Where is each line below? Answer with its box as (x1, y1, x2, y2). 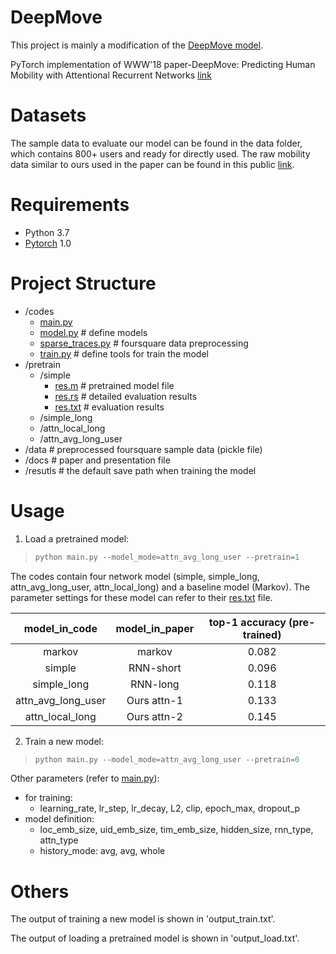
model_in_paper (115, 621, 195, 635)
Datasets (10, 104, 87, 127)
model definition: (24, 813, 95, 825)
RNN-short (128, 661, 182, 675)
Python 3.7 (24, 226, 70, 238)
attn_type (39, 834, 79, 846)
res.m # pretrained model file (54, 379, 175, 391)
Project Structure (10, 272, 157, 295)
